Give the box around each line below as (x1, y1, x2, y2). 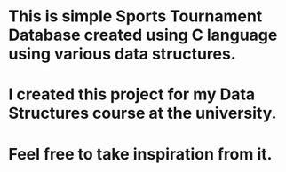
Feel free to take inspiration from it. (8, 144, 273, 164)
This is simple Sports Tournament (8, 6, 263, 27)
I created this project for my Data (8, 84, 256, 105)
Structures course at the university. (8, 104, 277, 123)
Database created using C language (8, 25, 278, 45)
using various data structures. (8, 44, 236, 64)
